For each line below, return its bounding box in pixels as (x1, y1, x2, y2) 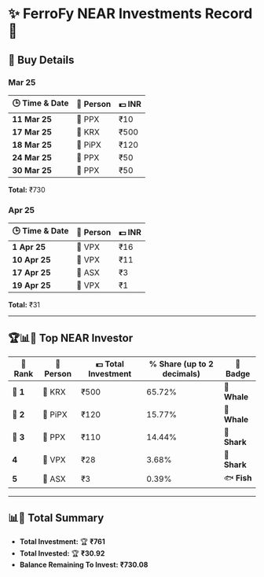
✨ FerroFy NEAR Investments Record (8, 5, 253, 23)
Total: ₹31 (8, 300, 41, 310)
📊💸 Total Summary (8, 512, 104, 525)
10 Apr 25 (12, 255, 51, 266)
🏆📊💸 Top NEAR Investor (8, 331, 134, 344)
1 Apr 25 (12, 241, 46, 252)
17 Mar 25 (12, 127, 53, 138)
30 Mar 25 (12, 164, 53, 175)
